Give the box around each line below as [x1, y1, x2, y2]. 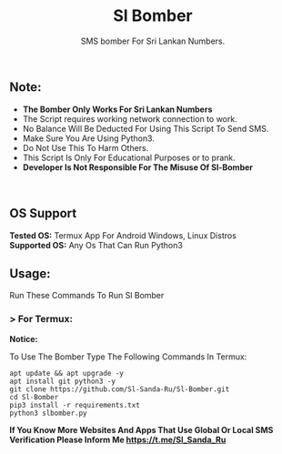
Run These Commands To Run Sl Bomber [9, 290, 165, 301]
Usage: [9, 266, 52, 281]
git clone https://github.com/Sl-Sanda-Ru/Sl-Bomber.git [9, 384, 230, 394]
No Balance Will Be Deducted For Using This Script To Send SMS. [22, 123, 269, 134]
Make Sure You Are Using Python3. [22, 133, 155, 144]
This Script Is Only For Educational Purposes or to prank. [22, 152, 237, 163]
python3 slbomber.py [9, 409, 88, 418]
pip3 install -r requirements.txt [9, 400, 141, 409]
